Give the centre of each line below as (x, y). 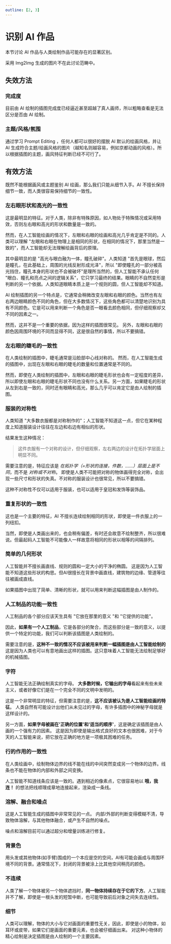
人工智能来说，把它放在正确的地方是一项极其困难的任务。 (74, 737)
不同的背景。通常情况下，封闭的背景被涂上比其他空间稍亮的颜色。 (79, 864)
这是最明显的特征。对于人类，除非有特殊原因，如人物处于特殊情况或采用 (81, 218)
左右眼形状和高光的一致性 (37, 206)
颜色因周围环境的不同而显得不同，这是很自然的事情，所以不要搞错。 (77, 331)
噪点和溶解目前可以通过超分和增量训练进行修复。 (56, 831)
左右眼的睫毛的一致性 (31, 346)
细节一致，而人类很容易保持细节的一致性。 (50, 191)
